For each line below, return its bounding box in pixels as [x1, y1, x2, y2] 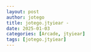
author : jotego [6, 14, 45, 20]
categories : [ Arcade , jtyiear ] [6, 31, 86, 37]
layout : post [6, 8, 39, 15]
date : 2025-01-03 [6, 25, 50, 32]
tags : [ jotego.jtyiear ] [6, 36, 67, 42]
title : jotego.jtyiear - [6, 20, 69, 26]
